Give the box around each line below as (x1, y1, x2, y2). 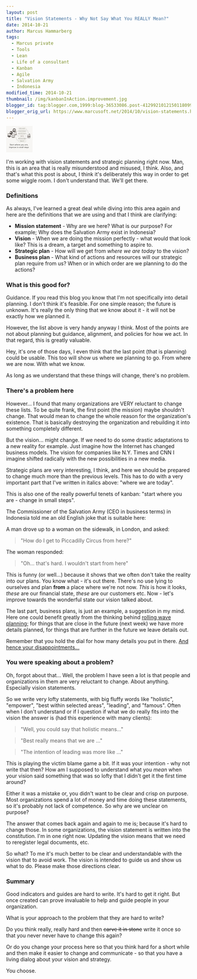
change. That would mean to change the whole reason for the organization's (6, 412, 191, 419)
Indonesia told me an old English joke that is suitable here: (6, 514, 147, 521)
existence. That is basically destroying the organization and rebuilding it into (6, 419, 190, 426)
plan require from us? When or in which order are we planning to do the (14, 260, 188, 267)
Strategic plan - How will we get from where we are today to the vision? (14, 247, 189, 254)
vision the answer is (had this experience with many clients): (6, 714, 152, 721)
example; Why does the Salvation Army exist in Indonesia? (14, 228, 156, 236)
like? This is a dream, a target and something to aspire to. (14, 241, 154, 248)
